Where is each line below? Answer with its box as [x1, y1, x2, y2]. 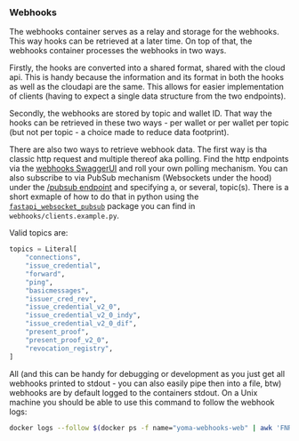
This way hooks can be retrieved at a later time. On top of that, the [9, 36, 253, 46]
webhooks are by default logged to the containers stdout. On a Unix [9, 387, 258, 397]
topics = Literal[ [9, 245, 77, 254]
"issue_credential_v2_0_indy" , [25, 311, 141, 320]
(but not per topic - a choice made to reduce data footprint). [9, 127, 230, 138]
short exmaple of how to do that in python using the [9, 191, 199, 202]
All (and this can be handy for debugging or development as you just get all [9, 368, 286, 379]
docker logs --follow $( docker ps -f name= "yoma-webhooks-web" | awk [9, 423, 273, 432]
